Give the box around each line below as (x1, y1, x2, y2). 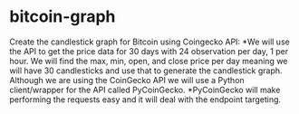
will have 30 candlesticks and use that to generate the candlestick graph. (9, 65, 283, 76)
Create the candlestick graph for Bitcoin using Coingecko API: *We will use (9, 36, 290, 47)
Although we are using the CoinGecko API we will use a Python (9, 74, 245, 85)
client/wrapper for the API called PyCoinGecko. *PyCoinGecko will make (9, 84, 281, 95)
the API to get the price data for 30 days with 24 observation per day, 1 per (9, 45, 289, 56)
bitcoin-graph (9, 6, 116, 27)
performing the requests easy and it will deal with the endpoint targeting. (9, 93, 282, 105)
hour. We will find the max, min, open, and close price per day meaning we (9, 55, 288, 66)
